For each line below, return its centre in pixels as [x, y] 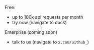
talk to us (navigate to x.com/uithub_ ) [50, 42]
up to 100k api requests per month [48, 17]
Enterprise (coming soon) [31, 32]
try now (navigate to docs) [39, 22]
